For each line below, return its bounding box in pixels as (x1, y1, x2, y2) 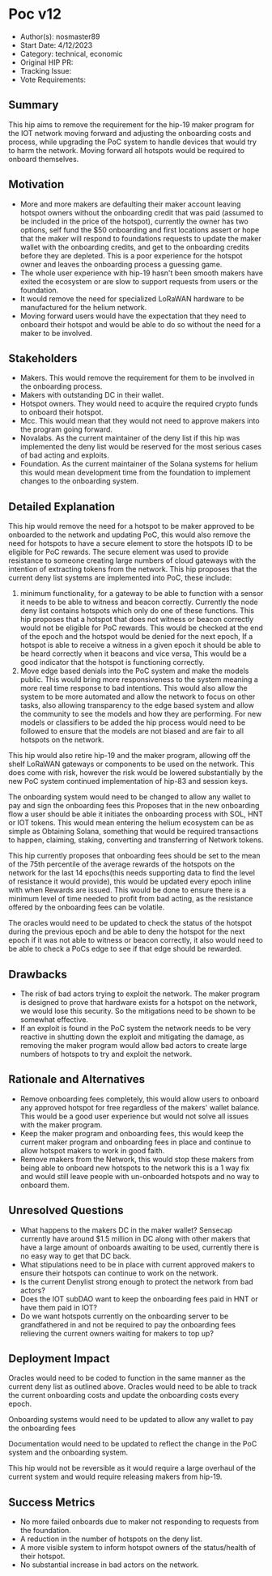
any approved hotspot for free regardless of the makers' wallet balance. (19, 1102, 261, 1112)
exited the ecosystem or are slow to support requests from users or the (19, 276, 258, 286)
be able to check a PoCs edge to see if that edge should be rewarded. (8, 944, 242, 954)
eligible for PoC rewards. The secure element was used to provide (8, 547, 229, 557)
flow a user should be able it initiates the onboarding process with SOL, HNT (8, 809, 263, 819)
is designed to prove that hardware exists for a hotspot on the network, (19, 998, 257, 1007)
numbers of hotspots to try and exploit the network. (19, 1050, 193, 1058)
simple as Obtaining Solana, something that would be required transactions (8, 827, 259, 837)
